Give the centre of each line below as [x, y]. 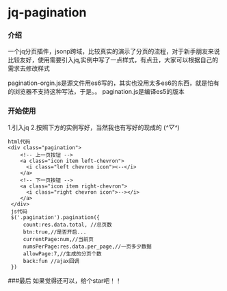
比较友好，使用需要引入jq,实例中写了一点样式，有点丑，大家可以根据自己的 [113, 60]
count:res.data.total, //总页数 [67, 225]
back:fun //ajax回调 [51, 261]
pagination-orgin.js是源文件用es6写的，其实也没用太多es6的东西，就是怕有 [113, 83]
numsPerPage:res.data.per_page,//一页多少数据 [88, 246]
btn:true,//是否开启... [55, 232]
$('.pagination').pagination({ [55, 217]
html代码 [19, 142]
